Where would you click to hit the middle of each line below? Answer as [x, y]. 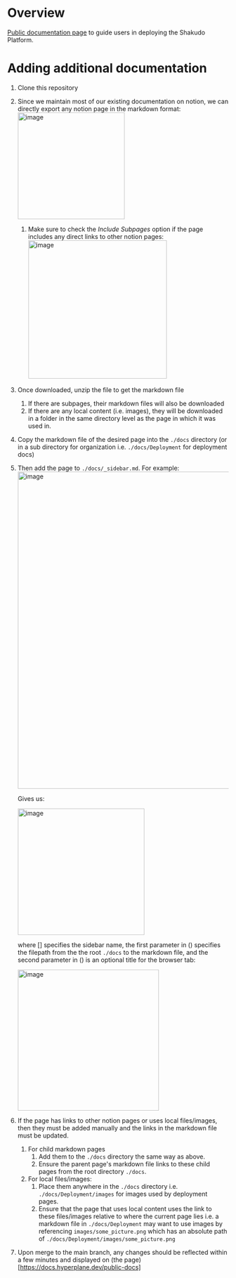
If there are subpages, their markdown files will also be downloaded [126, 403]
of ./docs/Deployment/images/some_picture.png [107, 1239]
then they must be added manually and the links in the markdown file [117, 1128]
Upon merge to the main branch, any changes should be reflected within [122, 1252]
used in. [39, 426]
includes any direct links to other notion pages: [96, 236]
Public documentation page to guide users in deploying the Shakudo [106, 32]
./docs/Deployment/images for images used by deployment [123, 1194]
